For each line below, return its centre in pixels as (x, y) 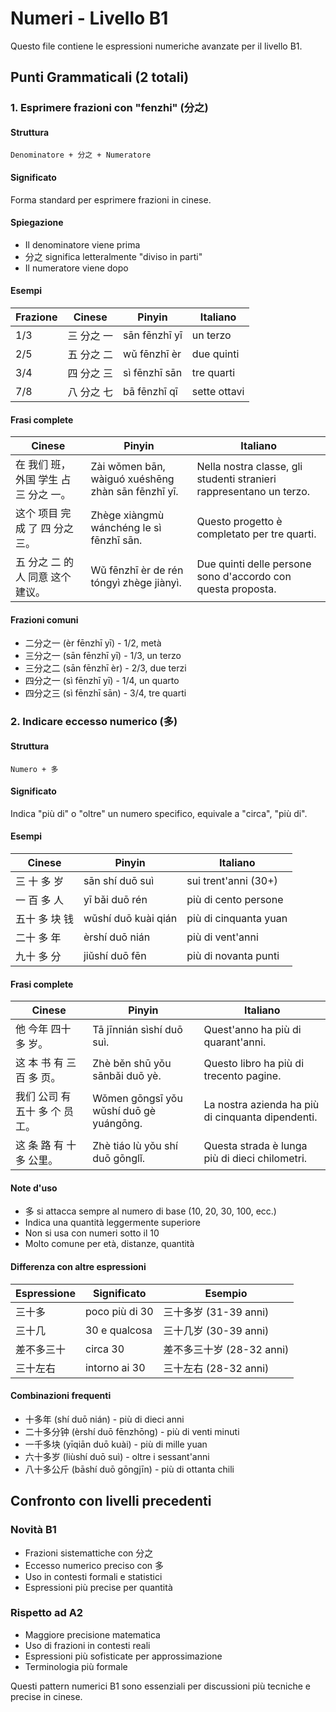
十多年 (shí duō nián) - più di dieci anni (104, 1419)
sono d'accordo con (244, 577)
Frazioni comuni (44, 619)
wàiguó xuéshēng (132, 479)
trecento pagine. (242, 1076)
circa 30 (104, 1349)
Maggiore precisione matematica (92, 1634)
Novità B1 (33, 1530)
